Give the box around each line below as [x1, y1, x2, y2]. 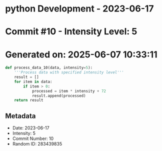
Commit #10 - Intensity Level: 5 [5, 26, 137, 37]
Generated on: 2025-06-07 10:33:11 [5, 48, 157, 60]
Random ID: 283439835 [12, 141, 62, 147]
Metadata [5, 111, 36, 120]
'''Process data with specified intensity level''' [14, 70, 124, 75]
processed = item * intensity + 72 [31, 88, 106, 93]
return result [14, 98, 43, 103]
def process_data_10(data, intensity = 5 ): [5, 65, 93, 70]
